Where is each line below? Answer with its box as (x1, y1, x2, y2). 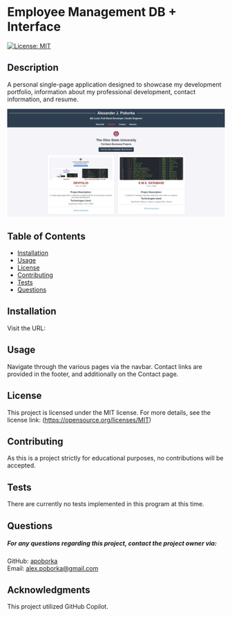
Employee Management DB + (7, 4, 177, 20)
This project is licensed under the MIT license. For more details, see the (7, 408, 211, 416)
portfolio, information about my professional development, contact (7, 87, 196, 96)
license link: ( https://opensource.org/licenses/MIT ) (7, 415, 152, 424)
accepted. (7, 461, 36, 470)
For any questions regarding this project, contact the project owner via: (7, 539, 217, 548)
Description (7, 62, 59, 73)
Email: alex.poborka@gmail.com (7, 564, 99, 572)
